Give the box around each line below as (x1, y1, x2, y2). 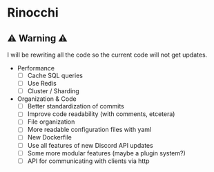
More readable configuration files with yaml (27, 126, 152, 134)
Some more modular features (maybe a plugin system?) (27, 149, 186, 157)
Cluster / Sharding (27, 87, 79, 95)
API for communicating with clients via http (27, 157, 150, 165)
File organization (27, 117, 75, 126)
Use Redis (27, 79, 57, 88)
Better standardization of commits (27, 102, 124, 111)
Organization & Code (17, 95, 77, 103)
